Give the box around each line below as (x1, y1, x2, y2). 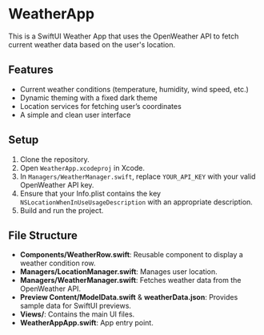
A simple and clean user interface (19, 110, 131, 119)
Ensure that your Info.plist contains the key (19, 188, 162, 198)
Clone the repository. (19, 154, 90, 164)
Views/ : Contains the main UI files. (19, 309, 135, 319)
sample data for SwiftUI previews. (19, 301, 132, 311)
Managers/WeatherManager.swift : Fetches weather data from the (19, 276, 242, 285)
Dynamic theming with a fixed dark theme (19, 93, 158, 103)
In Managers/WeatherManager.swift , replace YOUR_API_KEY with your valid (19, 172, 256, 181)
